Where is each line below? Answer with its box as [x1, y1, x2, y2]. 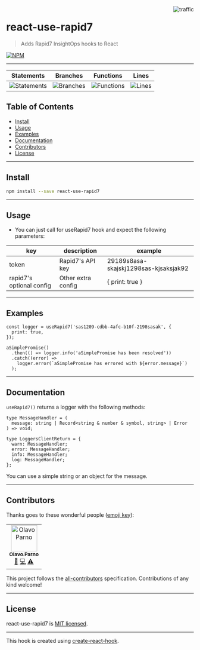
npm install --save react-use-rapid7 [6, 188, 100, 194]
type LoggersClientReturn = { [6, 436, 82, 441]
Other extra [59, 274, 91, 283]
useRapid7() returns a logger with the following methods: [6, 403, 146, 410]
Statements [11, 71, 45, 79]
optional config [9, 281, 52, 290]
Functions [93, 71, 123, 79]
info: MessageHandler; [11, 451, 68, 458]
